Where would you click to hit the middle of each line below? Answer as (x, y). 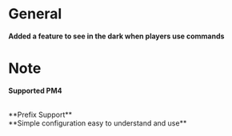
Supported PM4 (35, 90)
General (35, 14)
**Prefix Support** (40, 114)
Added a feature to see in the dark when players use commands (116, 36)
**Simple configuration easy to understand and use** (98, 123)
